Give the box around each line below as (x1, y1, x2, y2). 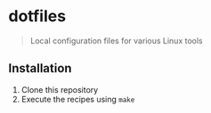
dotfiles (8, 6, 67, 26)
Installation (8, 61, 72, 76)
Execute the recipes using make (20, 94, 135, 104)
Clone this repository (20, 84, 99, 94)
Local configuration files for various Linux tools (29, 35, 203, 46)
